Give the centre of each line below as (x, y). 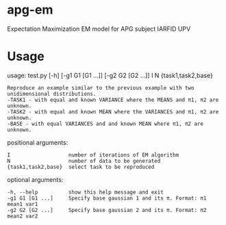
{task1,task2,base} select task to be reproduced (81, 167)
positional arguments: (38, 142)
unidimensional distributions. (52, 94)
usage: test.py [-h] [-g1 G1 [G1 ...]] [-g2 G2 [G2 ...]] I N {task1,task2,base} (110, 75)
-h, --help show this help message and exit (86, 192)
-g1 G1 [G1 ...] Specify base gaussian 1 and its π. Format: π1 (107, 198)
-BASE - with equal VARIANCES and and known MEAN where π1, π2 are (105, 124)
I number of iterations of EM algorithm (93, 155)
